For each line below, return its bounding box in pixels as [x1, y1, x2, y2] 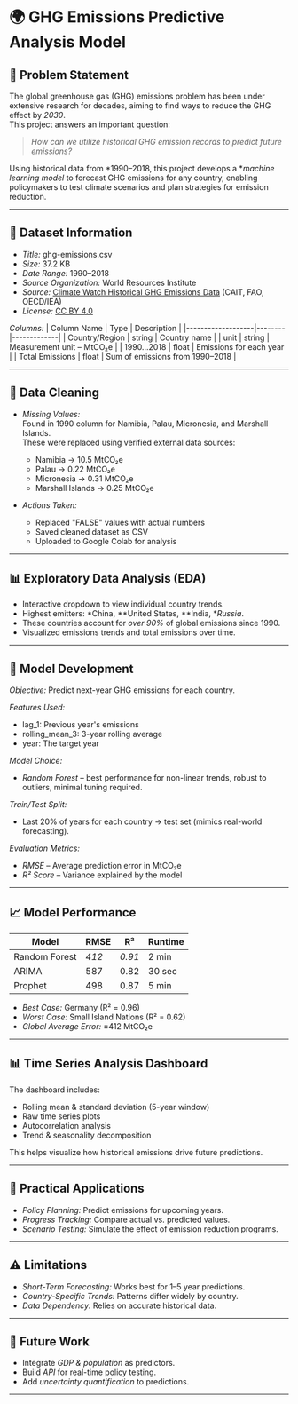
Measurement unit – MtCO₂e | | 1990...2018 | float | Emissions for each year [9, 341, 285, 352]
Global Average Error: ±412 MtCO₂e [21, 1021, 153, 1032]
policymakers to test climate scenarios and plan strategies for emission [9, 182, 269, 192]
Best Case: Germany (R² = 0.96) [21, 1003, 140, 1013]
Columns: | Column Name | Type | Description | [9, 322, 182, 333]
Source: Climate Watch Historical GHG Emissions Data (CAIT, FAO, [21, 286, 264, 297]
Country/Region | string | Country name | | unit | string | [67, 332, 271, 343]
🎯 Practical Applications [9, 1181, 145, 1196]
